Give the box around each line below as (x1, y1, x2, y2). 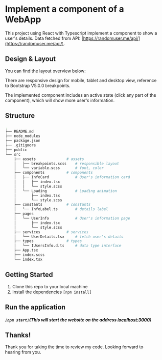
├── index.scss (14, 252, 45, 257)
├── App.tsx (14, 248, 38, 253)
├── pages (14, 211, 34, 217)
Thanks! (5, 331, 31, 339)
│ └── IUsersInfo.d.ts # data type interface (14, 243, 121, 249)
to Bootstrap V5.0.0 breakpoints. (5, 83, 70, 88)
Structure (5, 111, 35, 120)
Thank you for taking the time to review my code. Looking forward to (5, 344, 143, 350)
